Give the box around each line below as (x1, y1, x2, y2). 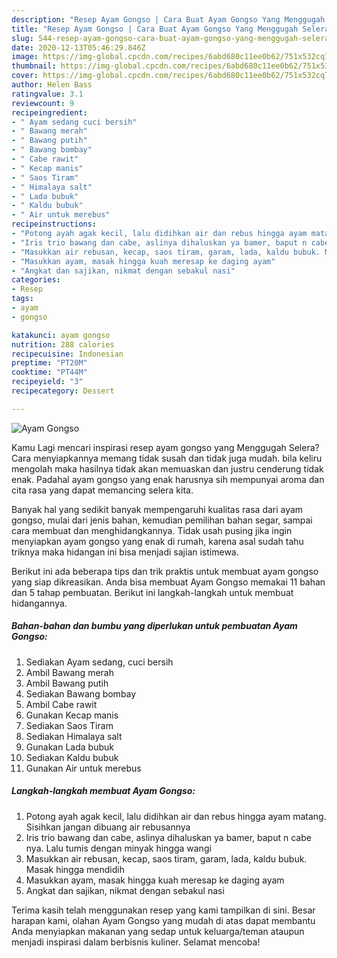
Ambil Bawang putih (25, 677, 109, 689)
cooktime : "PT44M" (11, 367, 88, 378)
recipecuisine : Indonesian (11, 349, 124, 359)
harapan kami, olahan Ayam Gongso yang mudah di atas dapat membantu (11, 914, 316, 926)
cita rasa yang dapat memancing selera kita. (11, 484, 194, 496)
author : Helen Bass (11, 80, 93, 90)
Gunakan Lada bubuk (25, 741, 114, 753)
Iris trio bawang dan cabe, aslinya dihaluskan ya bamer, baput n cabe (25, 831, 312, 843)
